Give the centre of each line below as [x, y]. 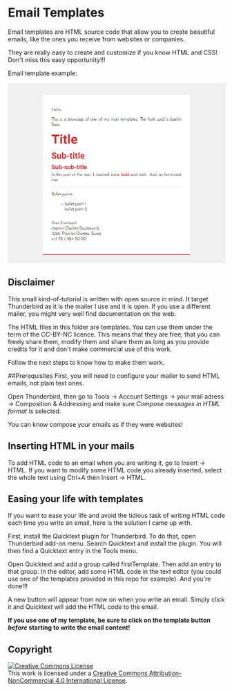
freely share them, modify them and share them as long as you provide [108, 341]
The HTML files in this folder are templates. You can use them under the [110, 327]
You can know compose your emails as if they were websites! [96, 424]
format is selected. [35, 411]
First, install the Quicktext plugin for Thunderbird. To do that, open [102, 537]
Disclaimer [31, 282]
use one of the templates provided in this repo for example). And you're [109, 579]
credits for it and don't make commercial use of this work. [90, 349]
